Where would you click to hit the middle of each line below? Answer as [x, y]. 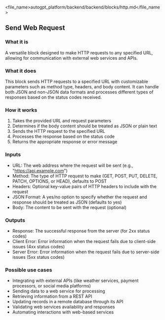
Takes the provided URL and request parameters [62, 121]
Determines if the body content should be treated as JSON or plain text [84, 126]
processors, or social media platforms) [52, 286]
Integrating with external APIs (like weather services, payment [75, 280]
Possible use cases [29, 270]
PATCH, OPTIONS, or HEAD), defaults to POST [60, 181]
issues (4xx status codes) [39, 246]
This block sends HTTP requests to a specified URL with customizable [77, 81]
